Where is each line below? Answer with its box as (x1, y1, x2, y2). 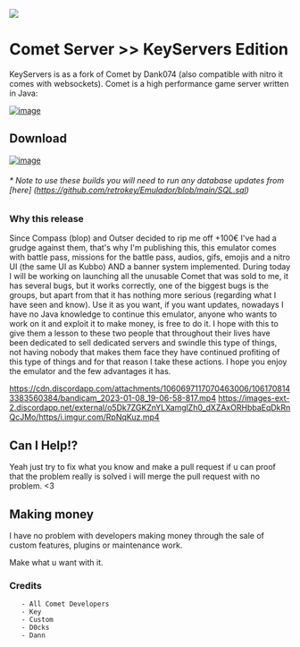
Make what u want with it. (9, 557, 104, 567)
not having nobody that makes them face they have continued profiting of (9, 347, 280, 358)
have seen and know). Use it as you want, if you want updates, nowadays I (9, 300, 284, 311)
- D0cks (21, 623, 50, 633)
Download (9, 131, 67, 147)
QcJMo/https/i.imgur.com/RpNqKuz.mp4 (9, 412, 160, 422)
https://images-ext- (218, 393, 290, 404)
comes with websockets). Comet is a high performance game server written (9, 78, 289, 89)
